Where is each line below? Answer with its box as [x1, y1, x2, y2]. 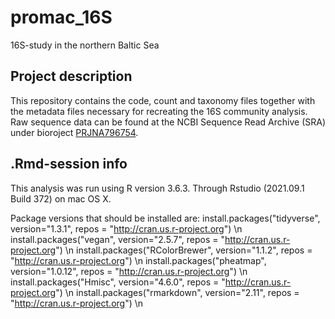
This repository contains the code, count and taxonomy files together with [10, 94, 316, 106]
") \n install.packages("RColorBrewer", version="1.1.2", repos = [55, 244, 313, 256]
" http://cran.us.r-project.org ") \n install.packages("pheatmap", [10, 254, 267, 266]
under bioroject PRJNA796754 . [10, 126, 139, 138]
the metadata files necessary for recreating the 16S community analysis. [10, 105, 308, 117]
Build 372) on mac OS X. [10, 192, 112, 205]
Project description [10, 68, 133, 85]
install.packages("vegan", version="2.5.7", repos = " [10, 233, 225, 245]
